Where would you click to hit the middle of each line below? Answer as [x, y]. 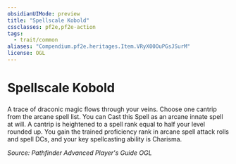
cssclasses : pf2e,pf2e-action [52, 27]
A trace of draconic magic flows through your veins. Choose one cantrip [112, 109]
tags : [15, 33]
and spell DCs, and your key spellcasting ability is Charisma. [95, 139]
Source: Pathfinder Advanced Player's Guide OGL [80, 153]
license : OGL [26, 53]
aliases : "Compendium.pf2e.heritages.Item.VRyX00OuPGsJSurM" [99, 46]
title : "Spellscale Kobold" [49, 20]
